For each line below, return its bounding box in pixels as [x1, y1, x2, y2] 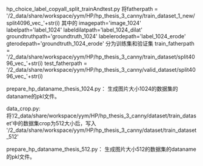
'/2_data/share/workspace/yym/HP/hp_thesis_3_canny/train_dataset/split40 [6, 54, 195, 60]
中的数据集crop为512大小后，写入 [12, 120, 96, 126]
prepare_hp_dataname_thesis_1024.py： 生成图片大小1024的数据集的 [6, 85, 179, 92]
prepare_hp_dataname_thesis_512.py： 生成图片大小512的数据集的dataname [6, 145, 197, 153]
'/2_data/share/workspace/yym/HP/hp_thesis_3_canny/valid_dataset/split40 [6, 66, 196, 73]
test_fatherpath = [44, 60, 88, 67]
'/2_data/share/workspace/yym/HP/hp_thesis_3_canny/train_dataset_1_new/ [6, 12, 195, 19]
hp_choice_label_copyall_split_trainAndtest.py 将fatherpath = [6, 5, 159, 12]
